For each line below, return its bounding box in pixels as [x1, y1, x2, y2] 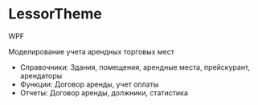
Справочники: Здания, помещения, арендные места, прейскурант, [19, 62, 251, 72]
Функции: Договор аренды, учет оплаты [19, 79, 159, 89]
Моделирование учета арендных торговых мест [8, 46, 175, 56]
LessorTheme [8, 5, 102, 23]
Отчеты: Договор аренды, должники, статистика [19, 87, 189, 97]
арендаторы [19, 71, 63, 80]
